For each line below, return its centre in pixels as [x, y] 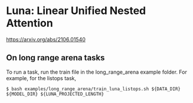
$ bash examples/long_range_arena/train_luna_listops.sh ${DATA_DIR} [94, 89]
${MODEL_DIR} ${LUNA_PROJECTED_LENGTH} [55, 94]
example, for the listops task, [41, 78]
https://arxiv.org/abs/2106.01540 [46, 39]
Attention [30, 23]
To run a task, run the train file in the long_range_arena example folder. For [97, 72]
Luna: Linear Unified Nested [76, 11]
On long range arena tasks [55, 58]
